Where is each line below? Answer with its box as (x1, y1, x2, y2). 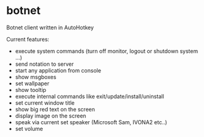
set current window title (15, 99, 75, 107)
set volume (15, 125, 43, 132)
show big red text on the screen (15, 105, 96, 113)
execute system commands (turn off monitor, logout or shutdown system (15, 47, 199, 55)
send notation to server (15, 60, 74, 68)
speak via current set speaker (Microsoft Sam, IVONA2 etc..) (15, 118, 167, 125)
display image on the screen (15, 112, 86, 119)
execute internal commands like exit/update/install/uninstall (15, 93, 164, 100)
